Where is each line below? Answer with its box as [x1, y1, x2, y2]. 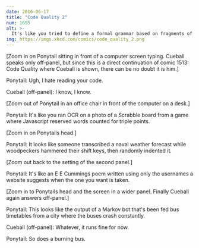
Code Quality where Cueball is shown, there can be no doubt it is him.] [6, 65, 179, 72]
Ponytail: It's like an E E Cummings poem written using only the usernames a [6, 170, 194, 177]
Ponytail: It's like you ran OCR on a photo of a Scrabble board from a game [6, 111, 189, 118]
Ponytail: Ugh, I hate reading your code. [6, 77, 103, 84]
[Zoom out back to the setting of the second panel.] [6, 159, 132, 165]
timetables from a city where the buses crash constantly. [6, 212, 146, 219]
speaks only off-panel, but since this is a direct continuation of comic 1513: [6, 59, 189, 66]
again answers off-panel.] [6, 194, 70, 201]
